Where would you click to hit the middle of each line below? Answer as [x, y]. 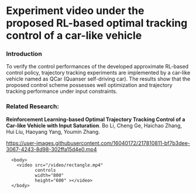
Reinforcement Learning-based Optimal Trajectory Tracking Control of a [96, 119]
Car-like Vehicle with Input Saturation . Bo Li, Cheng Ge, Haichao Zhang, [94, 125]
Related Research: [33, 106]
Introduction [24, 54]
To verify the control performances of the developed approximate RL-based [97, 67]
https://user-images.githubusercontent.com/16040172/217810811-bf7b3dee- [98, 143]
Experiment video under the [75, 11]
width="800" [49, 175]
